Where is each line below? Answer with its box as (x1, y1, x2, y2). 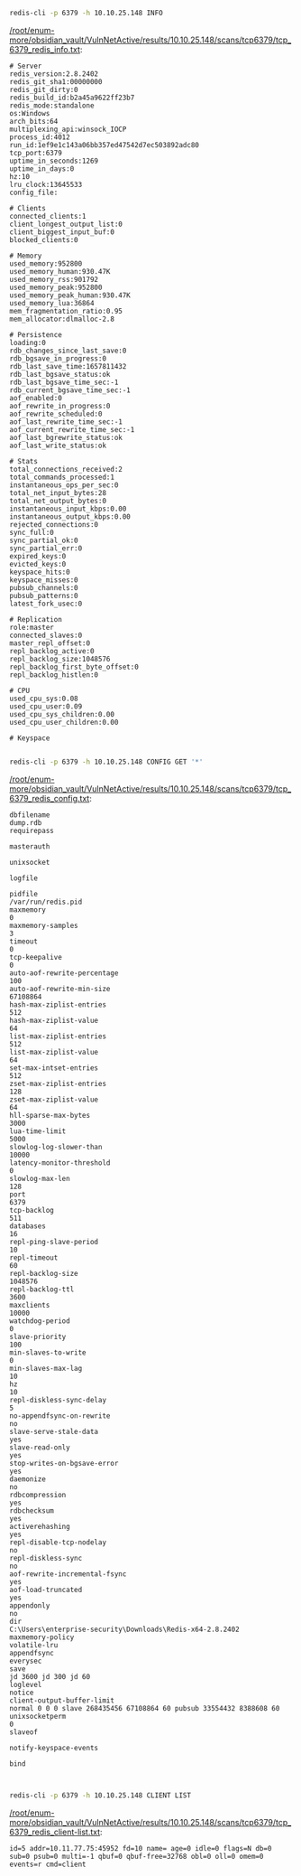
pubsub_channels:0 (9, 583, 78, 592)
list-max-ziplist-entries (9, 1031, 106, 1041)
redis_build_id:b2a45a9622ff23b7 (9, 93, 135, 102)
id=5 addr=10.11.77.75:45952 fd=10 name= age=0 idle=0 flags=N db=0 (9, 1843, 272, 1853)
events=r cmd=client (9, 1860, 87, 1869)
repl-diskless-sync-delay (9, 1395, 106, 1404)
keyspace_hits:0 (9, 567, 70, 577)
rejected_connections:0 (9, 520, 99, 529)
